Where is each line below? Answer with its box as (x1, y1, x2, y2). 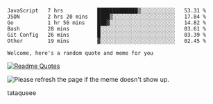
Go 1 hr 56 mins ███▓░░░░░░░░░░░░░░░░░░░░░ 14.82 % (7, 19, 207, 26)
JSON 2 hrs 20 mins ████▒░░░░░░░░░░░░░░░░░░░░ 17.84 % (7, 13, 207, 20)
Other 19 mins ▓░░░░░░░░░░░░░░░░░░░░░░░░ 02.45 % (7, 37, 207, 44)
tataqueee (7, 89, 37, 97)
